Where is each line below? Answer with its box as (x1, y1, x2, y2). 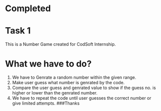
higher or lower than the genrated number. (12, 90, 98, 96)
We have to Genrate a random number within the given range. (12, 74, 137, 80)
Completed (5, 3, 51, 14)
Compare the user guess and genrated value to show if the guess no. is (12, 85, 156, 91)
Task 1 (5, 25, 31, 37)
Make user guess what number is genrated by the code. (12, 80, 125, 86)
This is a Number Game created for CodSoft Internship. (5, 41, 116, 47)
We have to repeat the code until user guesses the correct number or (12, 95, 152, 101)
